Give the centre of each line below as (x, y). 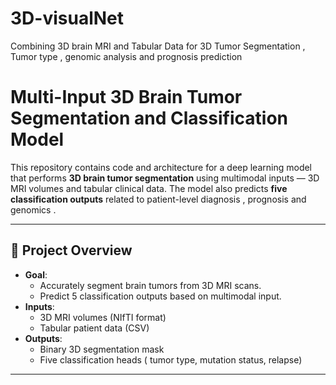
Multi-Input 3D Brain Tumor (126, 97)
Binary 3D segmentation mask (102, 349)
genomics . (33, 209)
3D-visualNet (67, 18)
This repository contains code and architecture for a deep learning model (161, 167)
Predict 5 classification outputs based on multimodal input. (160, 296)
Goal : (36, 274)
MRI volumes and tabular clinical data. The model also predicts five (149, 188)
